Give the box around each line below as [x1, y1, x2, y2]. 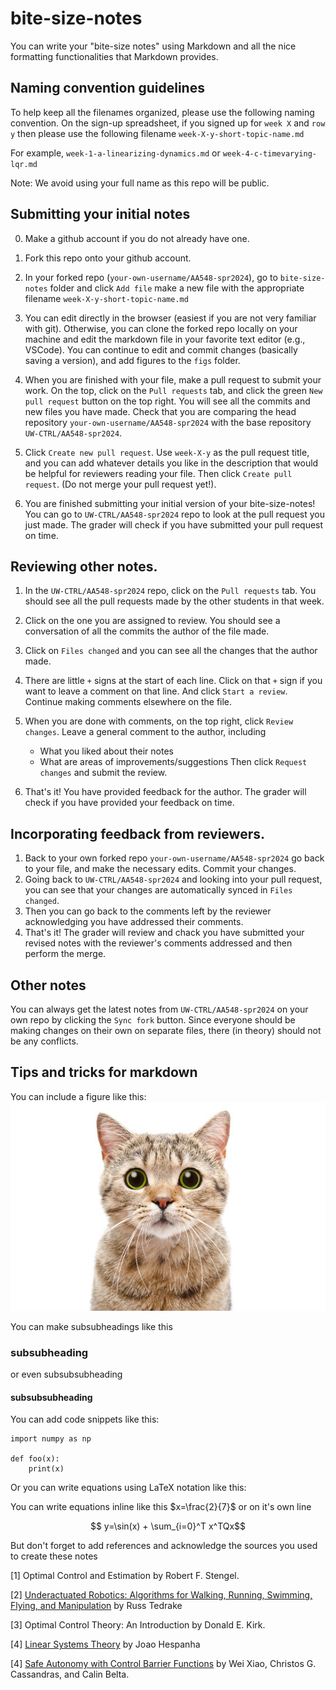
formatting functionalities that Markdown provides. [10, 50, 219, 62]
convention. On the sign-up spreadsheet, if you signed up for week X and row [10, 117, 326, 129]
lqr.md [10, 159, 38, 169]
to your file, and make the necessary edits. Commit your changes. [24, 863, 297, 875]
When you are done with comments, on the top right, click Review [24, 715, 294, 727]
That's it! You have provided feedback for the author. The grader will [24, 786, 307, 798]
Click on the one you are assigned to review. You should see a [24, 615, 281, 627]
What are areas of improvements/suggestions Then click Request [39, 756, 308, 768]
